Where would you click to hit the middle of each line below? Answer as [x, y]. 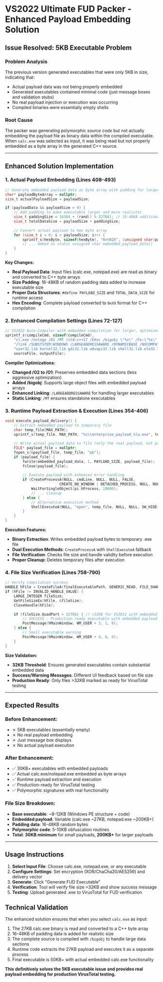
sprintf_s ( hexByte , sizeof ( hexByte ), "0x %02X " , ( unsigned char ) [89, 240]
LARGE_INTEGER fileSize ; [39, 596]
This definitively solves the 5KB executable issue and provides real [74, 969]
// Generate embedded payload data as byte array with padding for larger [82, 190]
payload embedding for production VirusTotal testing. [60, 974]
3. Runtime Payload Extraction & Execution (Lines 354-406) [77, 411]
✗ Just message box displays [42, 740]
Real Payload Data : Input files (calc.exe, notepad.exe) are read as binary [84, 272]
